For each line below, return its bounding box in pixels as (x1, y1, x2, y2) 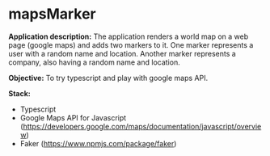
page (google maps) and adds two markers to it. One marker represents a (8, 40, 254, 49)
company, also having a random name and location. (8, 57, 180, 67)
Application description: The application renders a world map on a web (8, 32, 249, 41)
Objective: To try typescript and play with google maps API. (8, 73, 209, 82)
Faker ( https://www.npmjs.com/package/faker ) (19, 138, 177, 148)
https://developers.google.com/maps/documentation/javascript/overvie (23, 121, 262, 131)
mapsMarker (8, 5, 97, 23)
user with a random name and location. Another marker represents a (8, 48, 236, 58)
